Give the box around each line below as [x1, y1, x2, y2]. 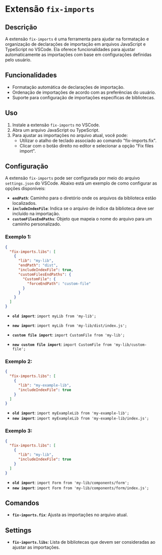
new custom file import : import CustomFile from [12, 341, 112, 347]
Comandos [5, 499, 39, 507]
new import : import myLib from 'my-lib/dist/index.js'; [12, 322, 127, 328]
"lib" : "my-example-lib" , [18, 383, 71, 388]
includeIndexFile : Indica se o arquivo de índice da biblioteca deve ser [12, 205, 155, 212]
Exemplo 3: [5, 427, 33, 434]
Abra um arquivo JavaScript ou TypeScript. [12, 127, 100, 133]
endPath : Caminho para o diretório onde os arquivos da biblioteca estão [12, 195, 157, 201]
